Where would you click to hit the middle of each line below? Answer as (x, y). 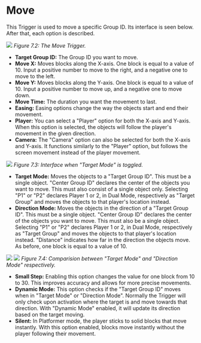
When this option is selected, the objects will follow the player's (93, 127)
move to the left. (35, 76)
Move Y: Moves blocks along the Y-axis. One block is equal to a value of (104, 82)
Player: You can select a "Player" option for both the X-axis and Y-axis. (103, 121)
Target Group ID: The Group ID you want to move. (77, 57)
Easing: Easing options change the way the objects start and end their (101, 108)
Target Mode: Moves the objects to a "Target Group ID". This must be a (103, 176)
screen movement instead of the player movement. (77, 152)
